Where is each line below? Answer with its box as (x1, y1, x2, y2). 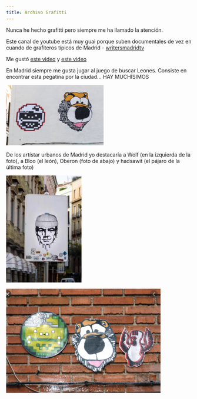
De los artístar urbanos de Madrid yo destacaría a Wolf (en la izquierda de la (6, 151, 191, 158)
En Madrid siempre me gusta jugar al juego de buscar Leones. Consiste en (6, 66, 187, 74)
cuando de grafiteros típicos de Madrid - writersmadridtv (6, 44, 145, 51)
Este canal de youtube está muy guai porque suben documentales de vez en (6, 38, 192, 45)
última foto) (6, 164, 34, 171)
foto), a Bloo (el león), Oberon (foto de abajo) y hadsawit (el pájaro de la (6, 157, 181, 164)
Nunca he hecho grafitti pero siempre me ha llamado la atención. (6, 26, 163, 34)
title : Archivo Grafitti (6, 9, 67, 15)
